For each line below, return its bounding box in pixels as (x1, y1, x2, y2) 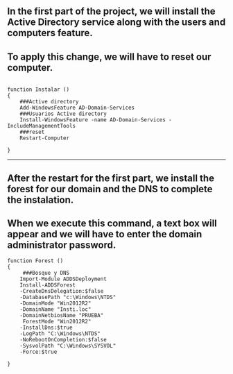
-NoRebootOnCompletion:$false (19, 337, 107, 343)
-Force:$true (19, 348, 58, 356)
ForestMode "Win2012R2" (22, 318, 92, 325)
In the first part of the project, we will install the (7, 6, 216, 17)
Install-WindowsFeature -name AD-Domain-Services (19, 117, 166, 124)
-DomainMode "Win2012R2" (19, 300, 92, 307)
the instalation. (7, 194, 74, 205)
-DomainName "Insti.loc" (19, 306, 92, 313)
